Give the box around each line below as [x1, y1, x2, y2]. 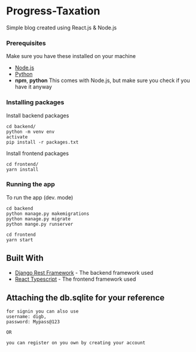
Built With [6, 253, 44, 263]
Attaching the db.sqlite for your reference [6, 293, 165, 303]
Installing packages [6, 98, 65, 107]
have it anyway [14, 83, 53, 90]
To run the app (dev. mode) [6, 193, 73, 201]
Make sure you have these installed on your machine [6, 53, 136, 60]
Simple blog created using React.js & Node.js [6, 24, 117, 31]
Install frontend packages [6, 150, 69, 157]
